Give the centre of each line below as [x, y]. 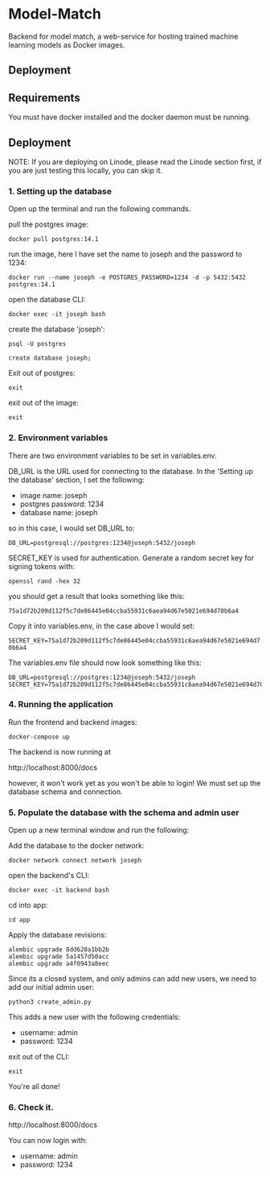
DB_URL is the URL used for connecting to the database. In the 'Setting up [131, 471]
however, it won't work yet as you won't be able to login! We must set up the [135, 783]
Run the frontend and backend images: [73, 722]
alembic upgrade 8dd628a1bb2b [59, 950]
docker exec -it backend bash [59, 890]
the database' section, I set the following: [76, 480]
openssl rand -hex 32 [45, 581]
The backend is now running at [59, 751]
